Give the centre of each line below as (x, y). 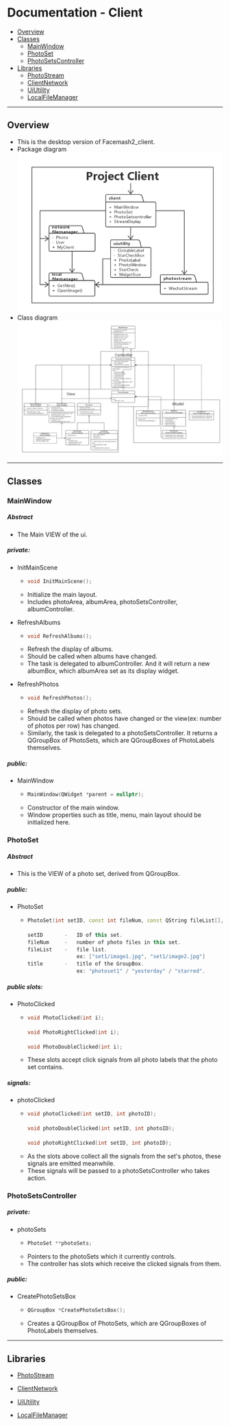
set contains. (45, 1067)
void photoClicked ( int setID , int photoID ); (92, 1114)
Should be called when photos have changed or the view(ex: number (124, 719)
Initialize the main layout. (62, 594)
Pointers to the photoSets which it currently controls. (102, 1256)
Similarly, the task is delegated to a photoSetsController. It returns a (122, 733)
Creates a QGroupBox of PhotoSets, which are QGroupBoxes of (117, 1323)
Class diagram (37, 318)
